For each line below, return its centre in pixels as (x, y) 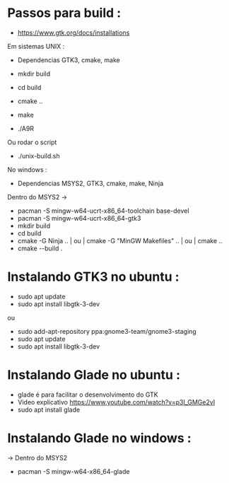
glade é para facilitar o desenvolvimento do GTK (88, 395)
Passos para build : (64, 13)
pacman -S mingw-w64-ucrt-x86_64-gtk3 (79, 218)
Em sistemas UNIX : (36, 46)
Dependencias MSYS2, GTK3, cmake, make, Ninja (90, 183)
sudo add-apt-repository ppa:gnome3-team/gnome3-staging (107, 331)
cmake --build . (40, 248)
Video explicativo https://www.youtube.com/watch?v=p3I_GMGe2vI (116, 402)
